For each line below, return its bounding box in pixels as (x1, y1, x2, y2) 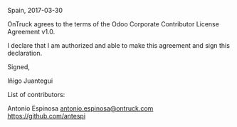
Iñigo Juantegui (7, 76, 53, 85)
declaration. (7, 49, 43, 57)
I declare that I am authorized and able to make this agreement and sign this (7, 41, 230, 49)
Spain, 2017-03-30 (7, 6, 63, 14)
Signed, (7, 63, 30, 71)
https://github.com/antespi (7, 112, 86, 120)
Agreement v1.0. (7, 28, 56, 36)
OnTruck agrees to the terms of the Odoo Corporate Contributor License (7, 20, 219, 28)
